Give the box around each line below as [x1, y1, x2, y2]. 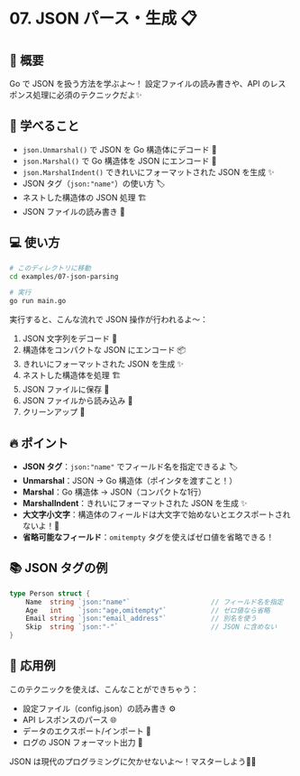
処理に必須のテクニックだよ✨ [32, 89, 142, 100]
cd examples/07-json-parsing [9, 272, 119, 281]
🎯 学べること [9, 118, 79, 134]
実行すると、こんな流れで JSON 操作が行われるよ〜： [9, 314, 209, 325]
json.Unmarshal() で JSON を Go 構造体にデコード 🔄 [22, 143, 218, 154]
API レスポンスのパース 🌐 [22, 714, 117, 725]
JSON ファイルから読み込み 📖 [22, 395, 133, 406]
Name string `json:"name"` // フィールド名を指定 [25, 597, 284, 606]
